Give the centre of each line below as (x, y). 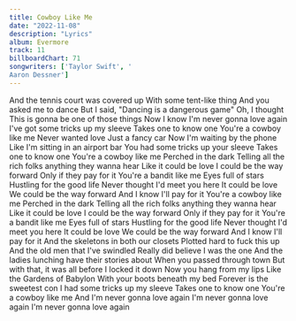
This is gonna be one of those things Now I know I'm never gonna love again (148, 118)
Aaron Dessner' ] (39, 75)
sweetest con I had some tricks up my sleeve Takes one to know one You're (147, 287)
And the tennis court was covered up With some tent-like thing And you (139, 100)
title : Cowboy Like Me (51, 17)
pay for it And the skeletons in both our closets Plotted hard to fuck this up (144, 241)
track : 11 (27, 50)
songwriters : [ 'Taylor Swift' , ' (71, 67)
